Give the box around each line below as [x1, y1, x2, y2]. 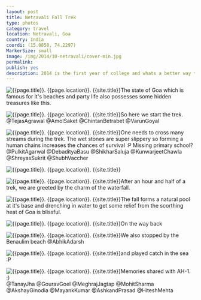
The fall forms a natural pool [120, 196, 190, 203]
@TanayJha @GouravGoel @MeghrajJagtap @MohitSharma [6, 280, 154, 288]
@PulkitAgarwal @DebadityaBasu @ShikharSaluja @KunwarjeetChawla [6, 148, 182, 155]
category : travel [6, 25, 50, 32]
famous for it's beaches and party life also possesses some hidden [6, 93, 172, 100]
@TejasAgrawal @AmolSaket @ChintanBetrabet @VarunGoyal [6, 118, 160, 125]
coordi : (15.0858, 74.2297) [6, 43, 77, 49]
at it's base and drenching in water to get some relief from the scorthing [6, 202, 184, 209]
